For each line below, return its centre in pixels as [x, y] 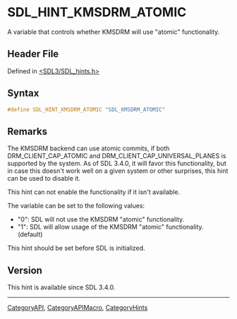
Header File [33, 54]
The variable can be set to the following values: [76, 206]
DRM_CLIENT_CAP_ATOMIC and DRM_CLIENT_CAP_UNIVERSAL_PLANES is [117, 156]
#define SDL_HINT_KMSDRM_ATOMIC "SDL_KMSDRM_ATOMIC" [86, 109]
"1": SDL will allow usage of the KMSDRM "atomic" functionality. [110, 227]
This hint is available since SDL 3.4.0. [61, 287]
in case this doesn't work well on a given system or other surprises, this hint [118, 171]
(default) [30, 234]
